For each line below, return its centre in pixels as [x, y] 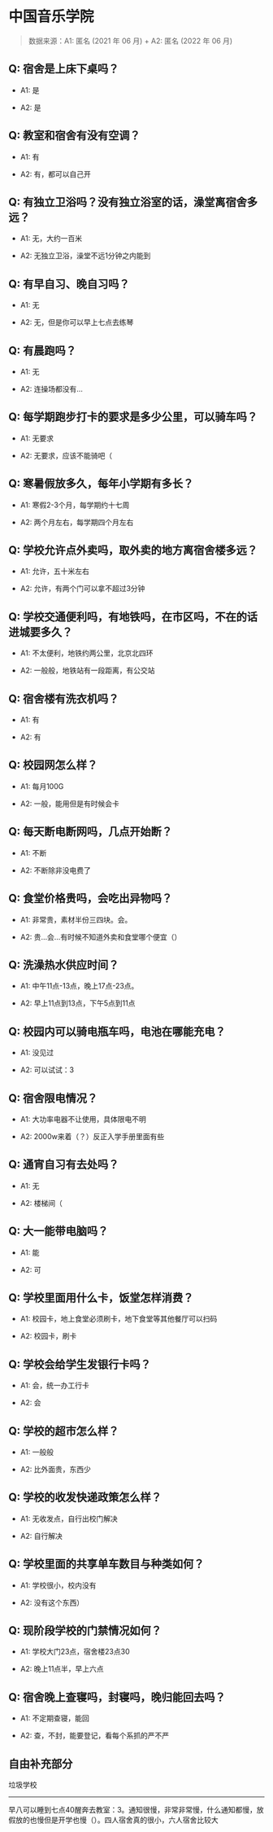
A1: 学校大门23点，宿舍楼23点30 [75, 1652]
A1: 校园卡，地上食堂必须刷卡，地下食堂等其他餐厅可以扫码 [119, 1319]
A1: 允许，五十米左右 [54, 572]
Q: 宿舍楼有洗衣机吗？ [64, 698]
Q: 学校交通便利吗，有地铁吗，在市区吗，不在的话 [133, 617]
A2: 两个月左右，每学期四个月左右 [77, 522]
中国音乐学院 [52, 17]
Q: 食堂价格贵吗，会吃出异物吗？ [91, 898]
